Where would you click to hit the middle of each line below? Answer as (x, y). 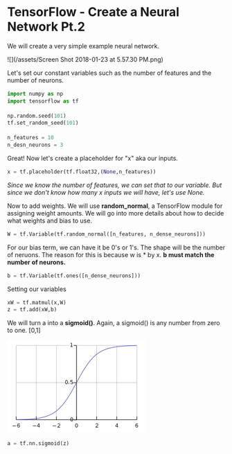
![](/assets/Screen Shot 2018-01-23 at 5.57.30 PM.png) (86, 59)
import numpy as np (35, 94)
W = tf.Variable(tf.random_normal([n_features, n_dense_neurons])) (107, 234)
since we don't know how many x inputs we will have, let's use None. (106, 192)
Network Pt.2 (46, 27)
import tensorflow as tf (43, 101)
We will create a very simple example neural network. (83, 46)
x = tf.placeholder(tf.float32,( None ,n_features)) (82, 172)
